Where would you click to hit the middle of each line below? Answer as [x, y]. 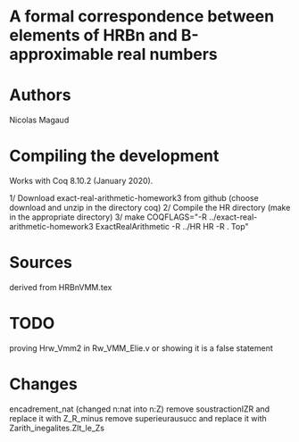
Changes [43, 384]
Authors [40, 95]
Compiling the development [114, 156]
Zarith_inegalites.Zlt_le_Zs [57, 428]
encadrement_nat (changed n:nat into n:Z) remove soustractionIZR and [140, 409]
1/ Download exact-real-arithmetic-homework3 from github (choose [134, 198]
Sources [41, 263]
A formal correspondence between [142, 17]
